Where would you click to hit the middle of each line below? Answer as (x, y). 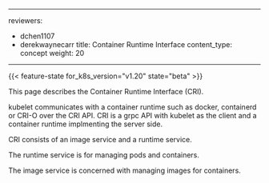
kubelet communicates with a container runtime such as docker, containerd (132, 107)
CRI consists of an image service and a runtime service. (100, 139)
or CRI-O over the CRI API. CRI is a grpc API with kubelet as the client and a (133, 115)
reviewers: (26, 20)
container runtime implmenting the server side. (85, 124)
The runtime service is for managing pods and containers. (104, 155)
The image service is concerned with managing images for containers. (125, 170)
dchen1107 (37, 36)
